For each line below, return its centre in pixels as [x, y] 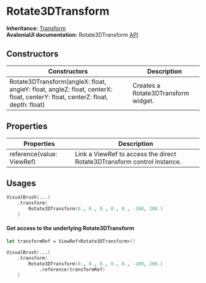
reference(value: [33, 154]
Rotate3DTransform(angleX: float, [58, 81]
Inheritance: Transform [36, 28]
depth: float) [27, 104]
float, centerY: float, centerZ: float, [59, 97]
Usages [21, 183]
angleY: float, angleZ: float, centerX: [61, 89]
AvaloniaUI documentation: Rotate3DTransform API [72, 34]
